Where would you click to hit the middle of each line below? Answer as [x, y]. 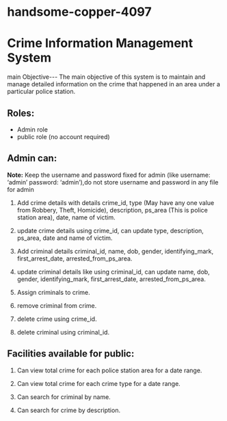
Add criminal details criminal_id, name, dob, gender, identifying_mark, [115, 251]
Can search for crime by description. [69, 410]
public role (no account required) [64, 136]
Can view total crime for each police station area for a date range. [109, 370]
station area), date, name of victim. [66, 217]
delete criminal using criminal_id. [63, 332]
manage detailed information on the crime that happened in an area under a [114, 84]
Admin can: [32, 158]
